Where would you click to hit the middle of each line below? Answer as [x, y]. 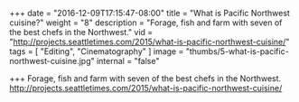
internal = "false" [128, 61]
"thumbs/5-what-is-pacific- [237, 51]
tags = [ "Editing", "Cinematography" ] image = [97, 51]
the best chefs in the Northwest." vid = [81, 32]
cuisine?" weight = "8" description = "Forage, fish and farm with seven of [146, 23]
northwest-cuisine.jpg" [52, 61]
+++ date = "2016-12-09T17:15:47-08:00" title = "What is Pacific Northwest [150, 13]
